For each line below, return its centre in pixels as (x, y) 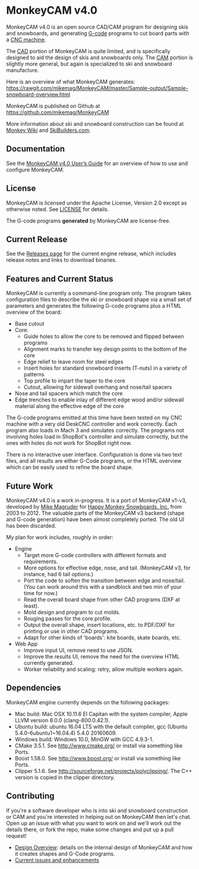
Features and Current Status (60, 279)
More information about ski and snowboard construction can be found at (95, 123)
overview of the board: (34, 312)
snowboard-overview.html (38, 94)
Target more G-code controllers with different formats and (95, 555)
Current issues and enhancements (57, 860)
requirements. (41, 562)
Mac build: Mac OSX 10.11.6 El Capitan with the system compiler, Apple (101, 714)
